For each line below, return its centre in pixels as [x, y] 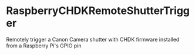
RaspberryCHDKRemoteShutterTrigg [98, 11]
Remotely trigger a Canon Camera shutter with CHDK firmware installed [93, 39]
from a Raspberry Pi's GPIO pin [44, 46]
